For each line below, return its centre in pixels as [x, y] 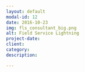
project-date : [23, 39]
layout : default [26, 11]
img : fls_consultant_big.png [41, 28]
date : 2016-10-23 [27, 22]
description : [22, 55]
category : [18, 50]
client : [15, 44]
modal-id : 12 [22, 17]
